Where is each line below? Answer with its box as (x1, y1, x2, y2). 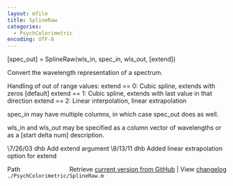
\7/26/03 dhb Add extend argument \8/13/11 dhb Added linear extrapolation (7, 144, 223, 153)
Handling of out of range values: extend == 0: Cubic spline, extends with (7, 82, 216, 90)
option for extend (7, 152, 57, 160)
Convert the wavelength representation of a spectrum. (7, 69, 163, 77)
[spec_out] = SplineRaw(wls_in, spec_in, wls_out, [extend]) (7, 55, 176, 63)
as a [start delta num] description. (7, 131, 104, 139)
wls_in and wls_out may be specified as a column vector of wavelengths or (7, 124, 222, 132)
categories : (7, 23, 42, 30)
